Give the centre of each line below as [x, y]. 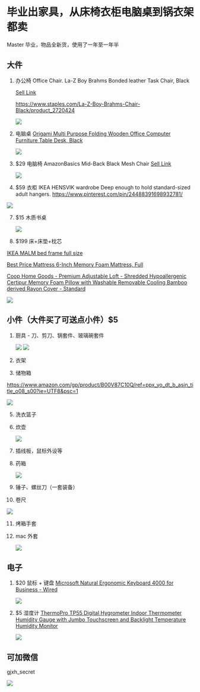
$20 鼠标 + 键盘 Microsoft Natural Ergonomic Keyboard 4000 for [94, 583]
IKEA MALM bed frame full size [45, 253]
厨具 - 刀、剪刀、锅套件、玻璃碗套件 [60, 335]
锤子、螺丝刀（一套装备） [47, 487]
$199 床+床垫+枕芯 [39, 241]
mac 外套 [26, 536]
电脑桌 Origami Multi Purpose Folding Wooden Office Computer [93, 134]
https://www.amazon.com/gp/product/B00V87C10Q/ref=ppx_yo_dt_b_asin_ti [100, 385]
